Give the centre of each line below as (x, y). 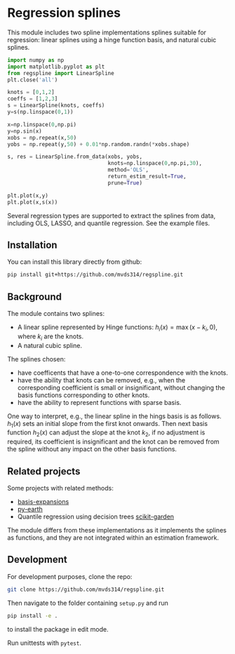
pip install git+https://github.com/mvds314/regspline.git (95, 275)
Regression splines (64, 13)
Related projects (44, 471)
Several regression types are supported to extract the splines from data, (112, 215)
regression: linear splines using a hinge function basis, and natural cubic (112, 39)
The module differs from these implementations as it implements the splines (117, 530)
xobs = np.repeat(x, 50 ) (42, 138)
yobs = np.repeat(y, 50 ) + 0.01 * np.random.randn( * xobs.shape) (99, 144)
